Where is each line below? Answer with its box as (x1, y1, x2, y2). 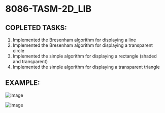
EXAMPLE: (5, 78, 40, 87)
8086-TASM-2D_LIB (5, 3, 92, 15)
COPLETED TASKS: (5, 23, 67, 32)
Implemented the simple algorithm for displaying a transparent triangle (12, 64, 160, 70)
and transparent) (12, 59, 48, 64)
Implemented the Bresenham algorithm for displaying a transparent (12, 42, 153, 48)
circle (12, 48, 24, 53)
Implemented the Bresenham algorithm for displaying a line (12, 37, 136, 43)
